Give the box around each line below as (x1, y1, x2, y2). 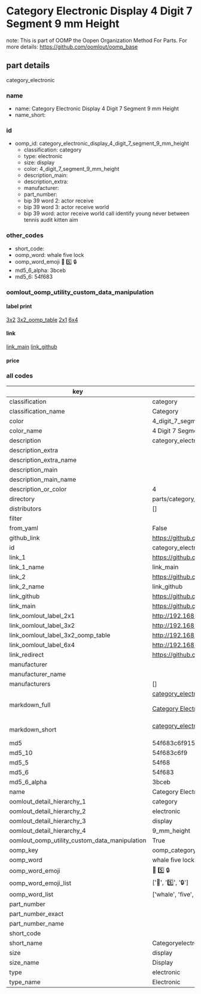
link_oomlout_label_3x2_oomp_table (9, 631, 111, 639)
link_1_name (9, 563, 45, 571)
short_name (9, 939, 43, 947)
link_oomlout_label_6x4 (9, 640, 75, 649)
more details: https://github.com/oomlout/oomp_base (6, 43, 138, 50)
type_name (9, 978, 41, 986)
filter (9, 514, 23, 522)
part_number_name (9, 919, 64, 927)
